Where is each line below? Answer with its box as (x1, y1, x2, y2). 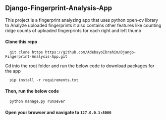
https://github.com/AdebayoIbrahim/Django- (45, 50, 136, 55)
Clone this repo (5, 39, 38, 45)
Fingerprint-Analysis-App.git (5, 54, 68, 59)
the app (5, 68, 21, 74)
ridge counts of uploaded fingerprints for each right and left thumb (5, 27, 141, 34)
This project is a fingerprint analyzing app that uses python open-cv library (5, 17, 159, 23)
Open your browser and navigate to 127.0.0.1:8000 (5, 109, 111, 115)
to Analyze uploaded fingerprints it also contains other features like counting (5, 22, 162, 28)
